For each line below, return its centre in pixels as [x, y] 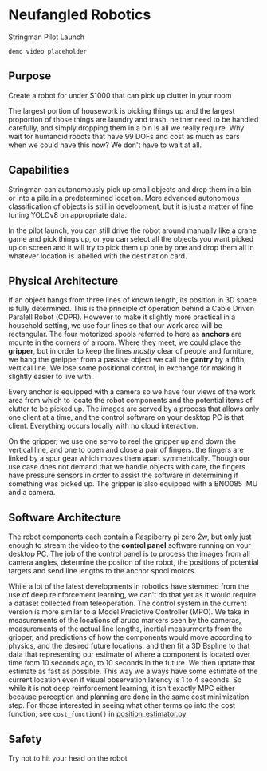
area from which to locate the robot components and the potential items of [130, 401]
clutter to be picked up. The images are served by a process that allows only [134, 409]
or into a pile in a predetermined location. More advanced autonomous [124, 198]
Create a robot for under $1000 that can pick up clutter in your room [120, 95]
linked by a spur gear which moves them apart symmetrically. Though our [129, 458]
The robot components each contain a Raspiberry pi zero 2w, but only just [130, 537]
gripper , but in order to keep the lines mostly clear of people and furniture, [131, 351]
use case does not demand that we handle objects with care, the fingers [127, 467]
